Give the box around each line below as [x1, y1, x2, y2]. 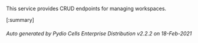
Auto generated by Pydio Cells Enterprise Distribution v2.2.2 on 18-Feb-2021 [6, 29, 192, 37]
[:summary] [6, 16, 34, 23]
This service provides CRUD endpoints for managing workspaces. [6, 5, 167, 12]
